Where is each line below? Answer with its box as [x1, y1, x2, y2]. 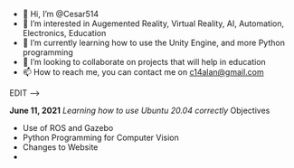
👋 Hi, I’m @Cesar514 [22, 9, 100, 19]
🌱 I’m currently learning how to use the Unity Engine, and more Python [22, 37, 285, 48]
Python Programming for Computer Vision [22, 132, 179, 143]
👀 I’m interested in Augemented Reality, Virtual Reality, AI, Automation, [22, 18, 285, 29]
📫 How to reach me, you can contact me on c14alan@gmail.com [22, 67, 264, 77]
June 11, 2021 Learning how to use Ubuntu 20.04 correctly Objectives [9, 105, 270, 116]
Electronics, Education [22, 28, 107, 38]
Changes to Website [22, 142, 99, 153]
